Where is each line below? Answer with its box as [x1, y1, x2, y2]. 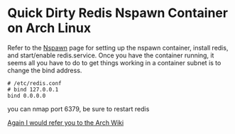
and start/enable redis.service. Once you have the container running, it [7, 51, 214, 60]
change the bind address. [7, 66, 82, 74]
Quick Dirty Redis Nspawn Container [7, 5, 229, 21]
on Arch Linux [7, 20, 91, 36]
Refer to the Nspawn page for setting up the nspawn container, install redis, [7, 43, 229, 52]
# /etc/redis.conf [7, 79, 62, 86]
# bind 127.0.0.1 [7, 86, 59, 93]
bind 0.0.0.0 [7, 92, 46, 99]
